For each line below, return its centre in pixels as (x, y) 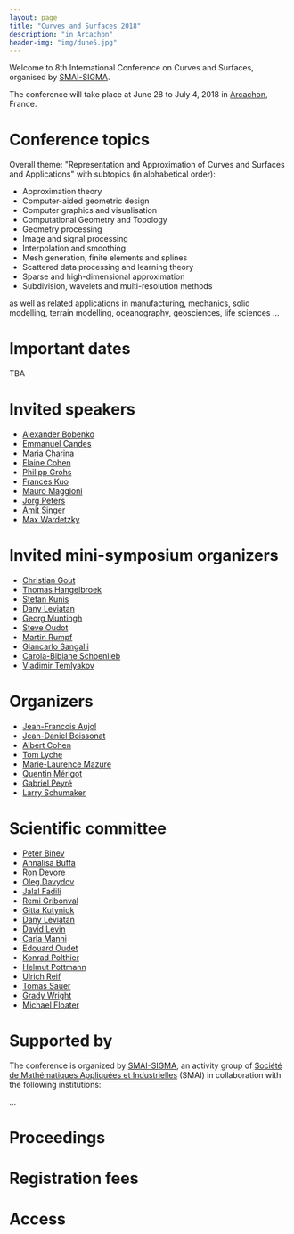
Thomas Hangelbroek (62, 590)
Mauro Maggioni (52, 491)
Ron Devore (44, 872)
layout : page (33, 17)
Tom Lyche (42, 754)
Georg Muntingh (52, 618)
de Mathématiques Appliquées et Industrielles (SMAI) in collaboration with (145, 1074)
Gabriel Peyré (47, 783)
